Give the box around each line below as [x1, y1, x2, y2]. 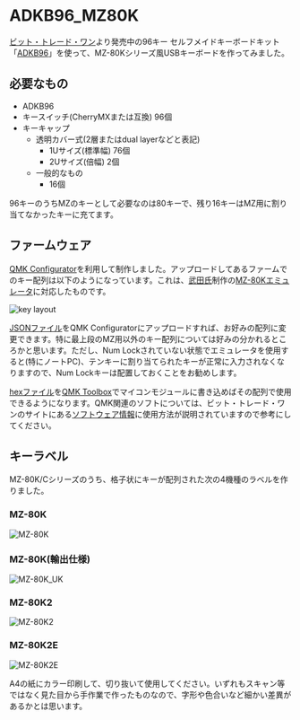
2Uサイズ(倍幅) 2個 [48, 156, 120, 167]
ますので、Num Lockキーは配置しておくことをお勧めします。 [16, 367, 242, 378]
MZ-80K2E [9, 639, 58, 652]
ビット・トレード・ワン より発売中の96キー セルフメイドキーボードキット [9, 36, 280, 47]
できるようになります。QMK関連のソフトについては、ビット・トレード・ [9, 397, 278, 408]
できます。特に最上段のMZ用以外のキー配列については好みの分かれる [16, 333, 271, 344]
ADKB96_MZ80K [9, 5, 140, 26]
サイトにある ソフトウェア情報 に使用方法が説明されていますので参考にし [24, 408, 292, 419]
